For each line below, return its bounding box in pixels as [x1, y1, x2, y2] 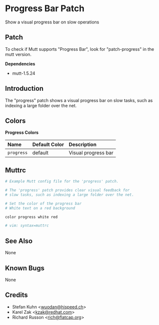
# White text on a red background [5, 205, 76, 210]
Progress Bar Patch [5, 3, 84, 14]
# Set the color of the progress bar [5, 201, 82, 206]
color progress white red [5, 214, 58, 220]
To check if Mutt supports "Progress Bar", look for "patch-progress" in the [5, 46, 155, 52]
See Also [5, 237, 33, 245]
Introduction [5, 84, 44, 93]
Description [68, 141, 97, 148]
